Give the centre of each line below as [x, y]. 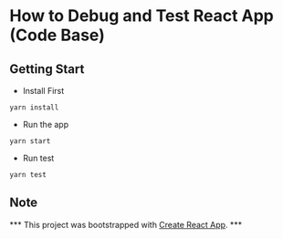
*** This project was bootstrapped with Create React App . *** [126, 224]
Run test [38, 158]
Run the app [46, 125]
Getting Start [47, 69]
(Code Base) [57, 35]
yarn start [30, 141]
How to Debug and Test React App [141, 16]
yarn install [34, 108]
